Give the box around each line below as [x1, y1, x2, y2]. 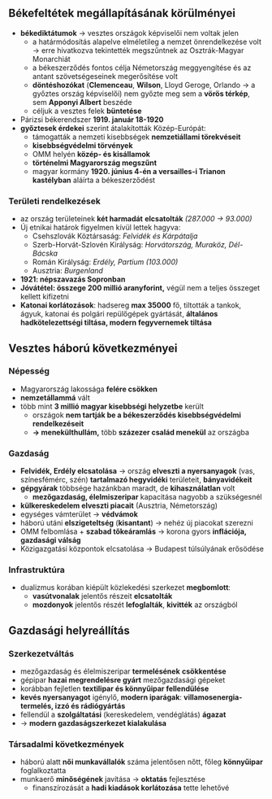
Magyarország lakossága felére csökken [19, 384, 158, 394]
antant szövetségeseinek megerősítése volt [32, 71, 179, 81]
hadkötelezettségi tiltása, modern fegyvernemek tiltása [19, 317, 213, 328]
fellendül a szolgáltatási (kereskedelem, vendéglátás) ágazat [19, 709, 227, 719]
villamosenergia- [183, 692, 243, 702]
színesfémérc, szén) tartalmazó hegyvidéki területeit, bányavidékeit [19, 475, 253, 485]
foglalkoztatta [19, 766, 67, 775]
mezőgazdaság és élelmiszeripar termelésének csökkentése [19, 666, 227, 676]
